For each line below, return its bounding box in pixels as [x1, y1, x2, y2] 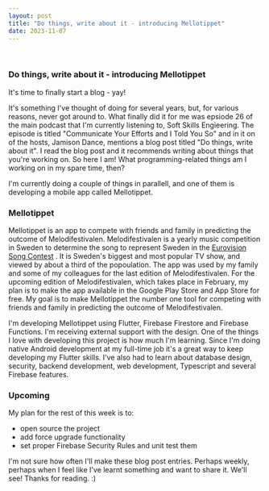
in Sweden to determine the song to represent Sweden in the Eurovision [8, 243, 247, 252]
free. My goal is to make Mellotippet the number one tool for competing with [8, 293, 262, 303]
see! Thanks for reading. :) [8, 473, 97, 484]
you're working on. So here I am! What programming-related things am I [8, 154, 247, 164]
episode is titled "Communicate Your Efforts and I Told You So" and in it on [8, 128, 255, 138]
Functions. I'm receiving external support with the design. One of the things [8, 327, 259, 336]
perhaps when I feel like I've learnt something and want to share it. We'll [8, 465, 247, 475]
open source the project [19, 424, 101, 434]
